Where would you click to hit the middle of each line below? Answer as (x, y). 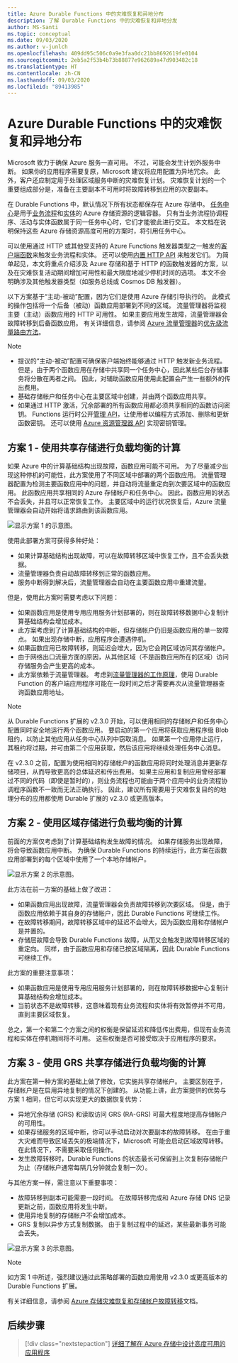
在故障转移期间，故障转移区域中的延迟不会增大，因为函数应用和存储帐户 (123, 922)
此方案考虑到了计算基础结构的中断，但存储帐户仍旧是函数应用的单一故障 (123, 630)
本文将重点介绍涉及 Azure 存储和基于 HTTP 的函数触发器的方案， (127, 264)
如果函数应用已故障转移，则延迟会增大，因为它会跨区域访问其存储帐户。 (123, 648)
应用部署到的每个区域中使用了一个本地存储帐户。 (79, 859)
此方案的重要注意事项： (41, 973)
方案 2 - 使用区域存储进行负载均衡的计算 (95, 823)
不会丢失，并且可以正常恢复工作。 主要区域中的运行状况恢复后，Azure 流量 (117, 502)
